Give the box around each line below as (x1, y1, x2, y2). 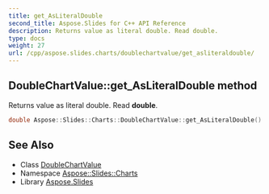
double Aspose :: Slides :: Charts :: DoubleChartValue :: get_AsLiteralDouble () (8, 116, 263, 124)
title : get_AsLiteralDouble (8, 11, 103, 20)
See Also (8, 138, 54, 152)
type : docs (8, 34, 45, 43)
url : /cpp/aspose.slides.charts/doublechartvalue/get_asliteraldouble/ (8, 49, 254, 57)
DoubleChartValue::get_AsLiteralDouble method (8, 79, 258, 93)
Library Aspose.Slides (19, 176, 94, 186)
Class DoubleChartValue (19, 159, 102, 169)
